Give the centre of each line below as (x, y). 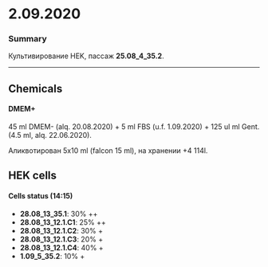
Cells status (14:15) (41, 196)
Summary (28, 39)
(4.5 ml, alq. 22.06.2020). (50, 135)
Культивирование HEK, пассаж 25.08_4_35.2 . (87, 56)
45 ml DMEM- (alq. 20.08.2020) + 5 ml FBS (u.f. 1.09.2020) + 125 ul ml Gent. (134, 127)
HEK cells (33, 176)
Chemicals (35, 88)
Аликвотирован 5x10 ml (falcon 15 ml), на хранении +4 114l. (108, 151)
